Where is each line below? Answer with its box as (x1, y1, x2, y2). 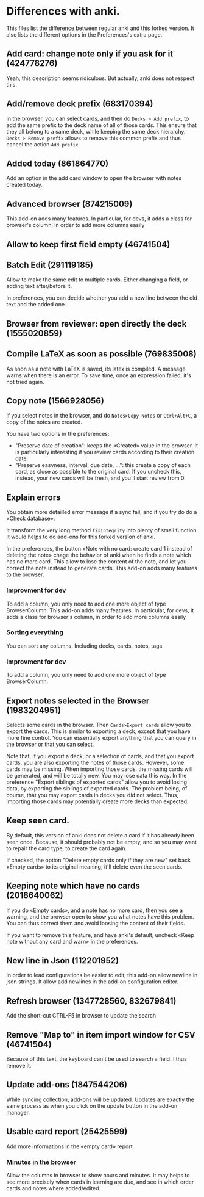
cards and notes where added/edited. (6, 1184, 101, 1192)
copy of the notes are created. (6, 418, 82, 425)
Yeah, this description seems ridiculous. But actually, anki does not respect (6, 74, 195, 82)
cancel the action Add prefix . (6, 140, 80, 148)
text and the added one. (6, 301, 66, 308)
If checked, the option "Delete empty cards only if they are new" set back (6, 856, 191, 864)
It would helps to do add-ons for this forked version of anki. (6, 533, 155, 541)
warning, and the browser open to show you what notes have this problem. (6, 913, 194, 920)
